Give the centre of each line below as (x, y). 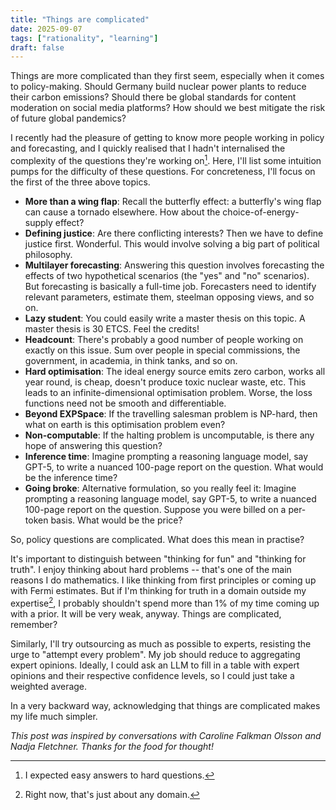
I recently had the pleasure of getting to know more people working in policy (167, 138)
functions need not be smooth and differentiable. (125, 403)
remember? (34, 624)
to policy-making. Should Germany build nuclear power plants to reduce (158, 87)
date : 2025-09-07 (46, 29)
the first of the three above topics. (80, 182)
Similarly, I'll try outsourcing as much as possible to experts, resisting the (161, 643)
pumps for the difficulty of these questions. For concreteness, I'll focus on (163, 171)
